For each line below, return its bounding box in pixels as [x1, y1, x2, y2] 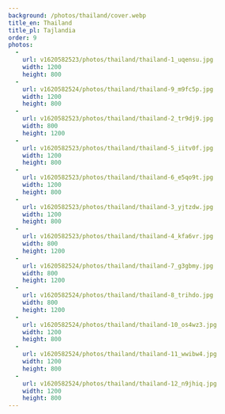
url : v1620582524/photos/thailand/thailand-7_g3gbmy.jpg [22, 262, 214, 270]
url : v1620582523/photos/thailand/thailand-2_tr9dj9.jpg [22, 115, 214, 123]
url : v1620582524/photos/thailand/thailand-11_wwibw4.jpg [22, 350, 217, 359]
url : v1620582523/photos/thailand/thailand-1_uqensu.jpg [22, 56, 214, 64]
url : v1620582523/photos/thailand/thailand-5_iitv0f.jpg [22, 144, 214, 152]
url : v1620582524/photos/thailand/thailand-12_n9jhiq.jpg [22, 379, 217, 388]
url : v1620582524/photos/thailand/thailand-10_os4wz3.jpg [22, 321, 217, 329]
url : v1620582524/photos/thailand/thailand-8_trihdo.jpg [22, 291, 214, 299]
